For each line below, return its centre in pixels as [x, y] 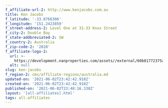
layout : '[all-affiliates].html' [40, 93]
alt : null [20, 65]
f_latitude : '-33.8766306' [33, 19]
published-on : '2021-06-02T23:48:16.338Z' [50, 88]
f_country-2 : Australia [30, 42]
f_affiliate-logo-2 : [27, 51]
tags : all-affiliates [28, 98]
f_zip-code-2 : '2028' [28, 47]
